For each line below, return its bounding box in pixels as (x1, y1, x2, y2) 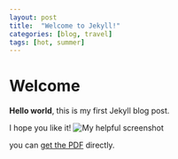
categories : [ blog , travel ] (9, 29, 113, 38)
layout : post (9, 12, 58, 22)
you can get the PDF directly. (9, 139, 115, 151)
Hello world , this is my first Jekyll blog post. (9, 106, 170, 116)
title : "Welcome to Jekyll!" (9, 21, 121, 30)
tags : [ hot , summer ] (9, 37, 86, 47)
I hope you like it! (9, 123, 72, 133)
